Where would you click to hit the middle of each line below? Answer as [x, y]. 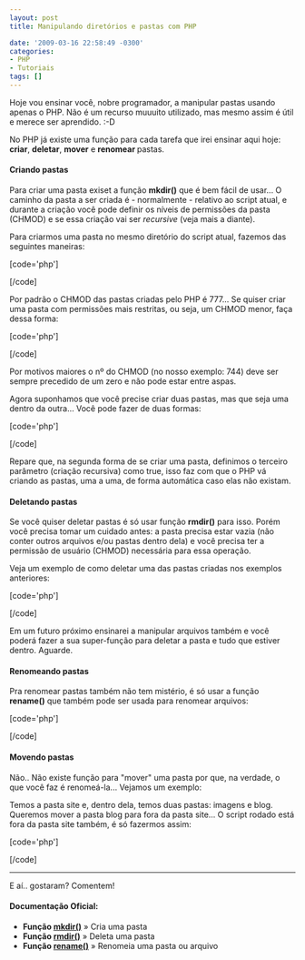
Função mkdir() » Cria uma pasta [85, 926]
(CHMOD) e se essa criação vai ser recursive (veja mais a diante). [133, 219]
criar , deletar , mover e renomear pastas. [87, 149]
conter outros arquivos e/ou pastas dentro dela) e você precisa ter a [137, 541]
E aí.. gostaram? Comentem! [62, 885]
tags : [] [26, 77]
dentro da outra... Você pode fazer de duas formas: [105, 409]
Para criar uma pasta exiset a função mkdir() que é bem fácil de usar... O [146, 190]
